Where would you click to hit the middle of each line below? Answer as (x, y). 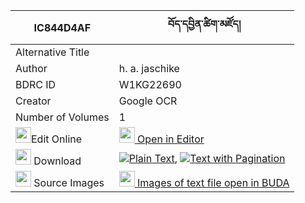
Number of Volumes (62, 117)
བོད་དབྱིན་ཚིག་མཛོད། (204, 24)
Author (31, 68)
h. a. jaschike (149, 68)
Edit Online (57, 139)
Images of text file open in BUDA (213, 182)
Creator (33, 101)
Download (57, 161)
